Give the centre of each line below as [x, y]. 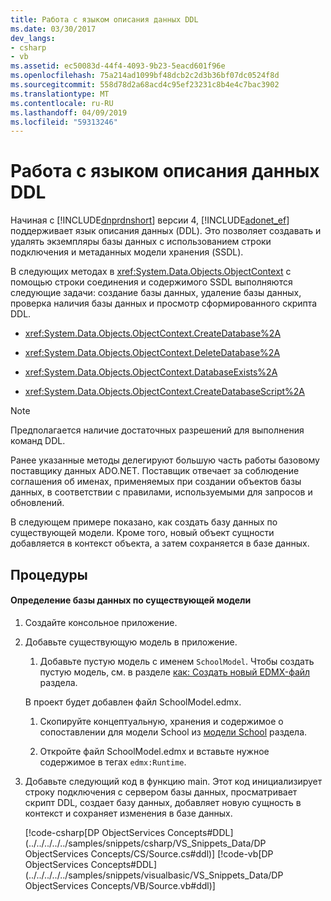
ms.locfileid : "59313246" [64, 122]
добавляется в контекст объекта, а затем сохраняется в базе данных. [160, 543]
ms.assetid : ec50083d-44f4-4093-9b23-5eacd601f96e [118, 66]
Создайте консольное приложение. [101, 622]
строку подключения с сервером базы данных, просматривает [161, 792]
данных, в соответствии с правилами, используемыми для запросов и [161, 492]
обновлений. [37, 503]
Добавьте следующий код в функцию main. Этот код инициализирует [173, 781]
